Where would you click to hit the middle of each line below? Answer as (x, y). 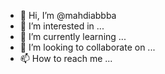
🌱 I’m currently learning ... (73, 36)
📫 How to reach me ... (66, 58)
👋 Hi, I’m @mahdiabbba (68, 15)
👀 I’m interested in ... (62, 26)
